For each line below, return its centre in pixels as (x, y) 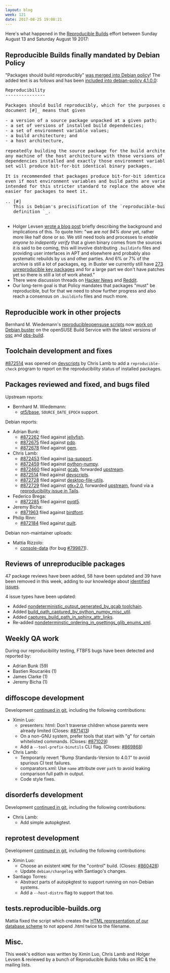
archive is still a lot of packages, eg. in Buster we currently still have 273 (88, 264)
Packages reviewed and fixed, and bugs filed (77, 384)
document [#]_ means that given (45, 110)
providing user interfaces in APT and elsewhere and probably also (81, 253)
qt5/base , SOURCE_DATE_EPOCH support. (59, 412)
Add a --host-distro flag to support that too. (67, 893)
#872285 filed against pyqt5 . (50, 501)
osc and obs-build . (25, 335)
